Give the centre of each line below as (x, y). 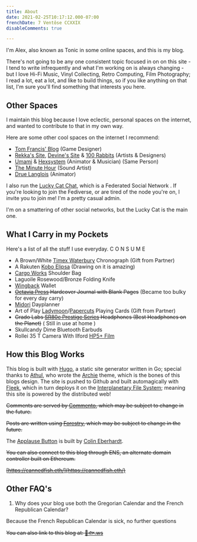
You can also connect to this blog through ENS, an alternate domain (89, 452)
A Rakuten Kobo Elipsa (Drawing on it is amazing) (75, 267)
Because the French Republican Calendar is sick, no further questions (91, 521)
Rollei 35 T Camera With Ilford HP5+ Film (64, 336)
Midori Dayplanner (37, 304)
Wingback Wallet (35, 286)
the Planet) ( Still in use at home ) (55, 323)
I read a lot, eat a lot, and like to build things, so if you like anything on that (97, 81)
